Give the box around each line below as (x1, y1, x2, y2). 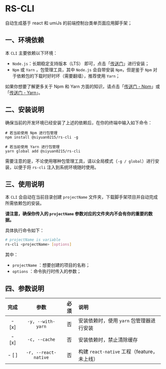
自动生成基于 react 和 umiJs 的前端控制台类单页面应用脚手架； (5, 20, 132, 26)
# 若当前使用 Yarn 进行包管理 (5, 144, 60, 149)
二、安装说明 (5, 105, 44, 114)
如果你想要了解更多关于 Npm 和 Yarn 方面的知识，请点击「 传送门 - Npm (5, 83, 152, 89)
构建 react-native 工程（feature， (78, 348, 158, 355)
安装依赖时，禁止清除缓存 (78, 336, 138, 343)
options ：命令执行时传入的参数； (12, 268, 82, 274)
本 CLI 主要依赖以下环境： (5, 50, 58, 56)
